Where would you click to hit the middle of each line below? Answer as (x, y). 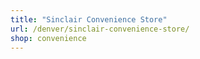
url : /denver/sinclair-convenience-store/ (100, 29)
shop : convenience (48, 38)
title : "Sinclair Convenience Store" (89, 19)
